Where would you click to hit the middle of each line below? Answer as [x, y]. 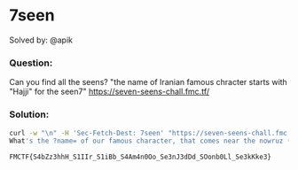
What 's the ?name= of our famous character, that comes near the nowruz [146, 141]
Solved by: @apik [41, 40]
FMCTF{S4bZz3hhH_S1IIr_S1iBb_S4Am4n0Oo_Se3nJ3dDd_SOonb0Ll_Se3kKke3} [141, 157]
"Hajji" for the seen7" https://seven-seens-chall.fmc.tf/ [110, 92]
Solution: [29, 114]
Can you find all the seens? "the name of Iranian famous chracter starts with [149, 82]
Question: [31, 63]
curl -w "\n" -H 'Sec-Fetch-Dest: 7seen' [87, 133]
